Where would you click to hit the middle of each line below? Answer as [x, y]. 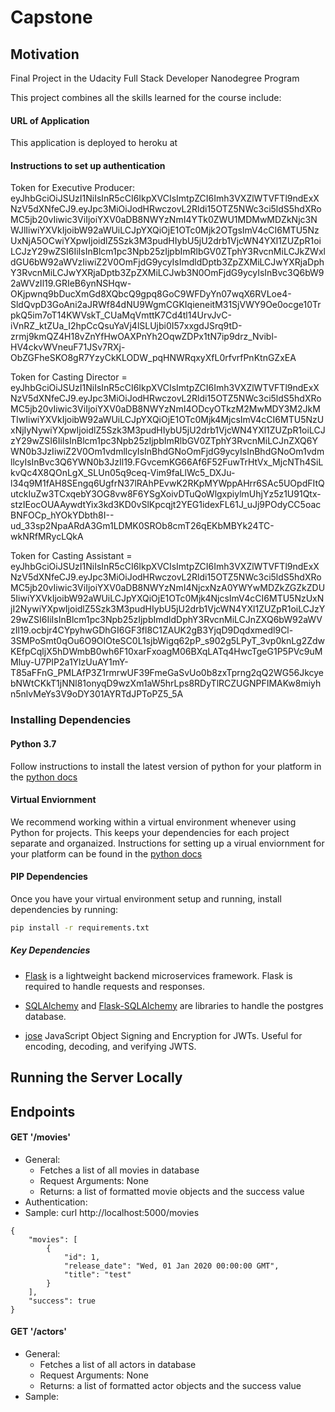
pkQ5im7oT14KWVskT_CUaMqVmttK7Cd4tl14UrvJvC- [121, 315]
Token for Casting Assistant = [71, 556]
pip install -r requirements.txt [80, 927]
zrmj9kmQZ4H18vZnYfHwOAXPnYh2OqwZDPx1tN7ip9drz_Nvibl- [144, 337]
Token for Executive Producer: [72, 188]
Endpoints [43, 1111]
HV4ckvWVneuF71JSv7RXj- [68, 347]
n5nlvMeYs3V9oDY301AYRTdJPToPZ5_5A [97, 694]
